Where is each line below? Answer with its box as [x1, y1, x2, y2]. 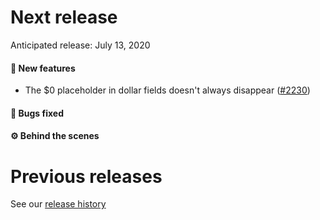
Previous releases [10, 165, 163, 188]
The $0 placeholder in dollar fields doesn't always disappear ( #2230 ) [24, 84, 311, 96]
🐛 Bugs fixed [10, 107, 64, 119]
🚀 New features [10, 62, 76, 74]
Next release [10, 6, 118, 29]
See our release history [10, 198, 107, 210]
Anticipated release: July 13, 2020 [10, 39, 151, 51]
